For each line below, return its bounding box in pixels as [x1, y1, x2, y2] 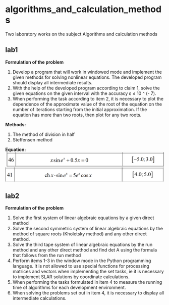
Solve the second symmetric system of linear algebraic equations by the [12, 226, 163, 232]
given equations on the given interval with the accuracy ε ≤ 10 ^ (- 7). [12, 90, 156, 96]
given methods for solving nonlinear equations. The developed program [12, 74, 162, 80]
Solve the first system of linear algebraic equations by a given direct [12, 215, 154, 221]
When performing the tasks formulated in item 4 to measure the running [12, 279, 162, 285]
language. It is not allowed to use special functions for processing [12, 263, 150, 269]
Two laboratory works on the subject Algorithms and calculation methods [5, 31, 158, 37]
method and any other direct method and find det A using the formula [12, 247, 157, 253]
